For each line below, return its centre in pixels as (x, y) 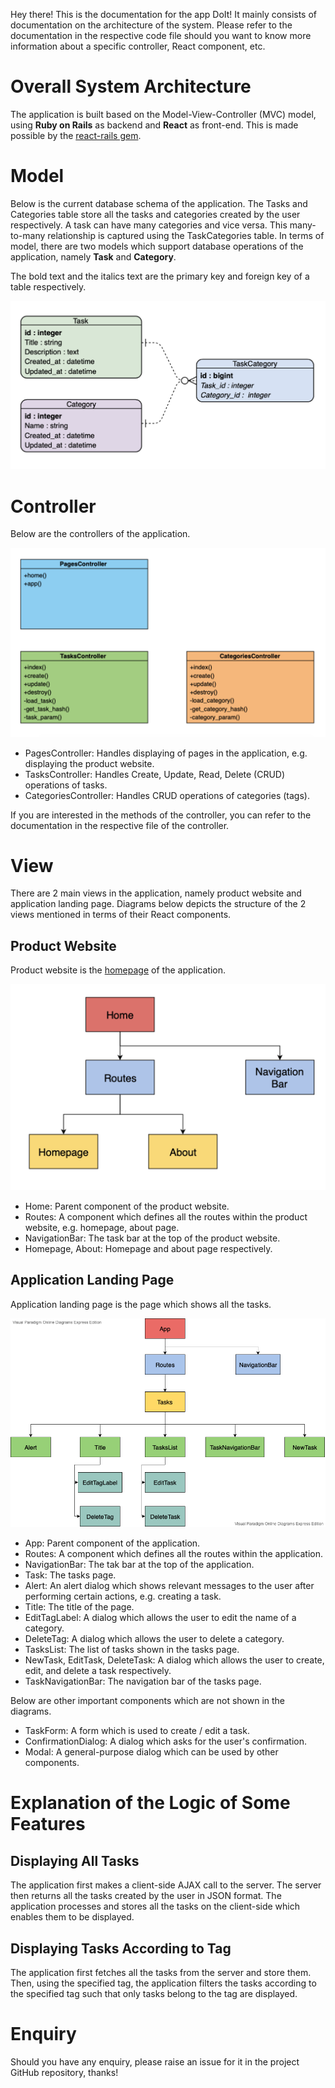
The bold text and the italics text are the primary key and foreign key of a (160, 276)
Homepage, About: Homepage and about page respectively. (148, 1249)
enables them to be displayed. (72, 1917)
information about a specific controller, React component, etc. (138, 46)
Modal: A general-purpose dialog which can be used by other (151, 1752)
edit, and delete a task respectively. (98, 1671)
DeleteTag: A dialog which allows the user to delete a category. (154, 1639)
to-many (28, 235)
